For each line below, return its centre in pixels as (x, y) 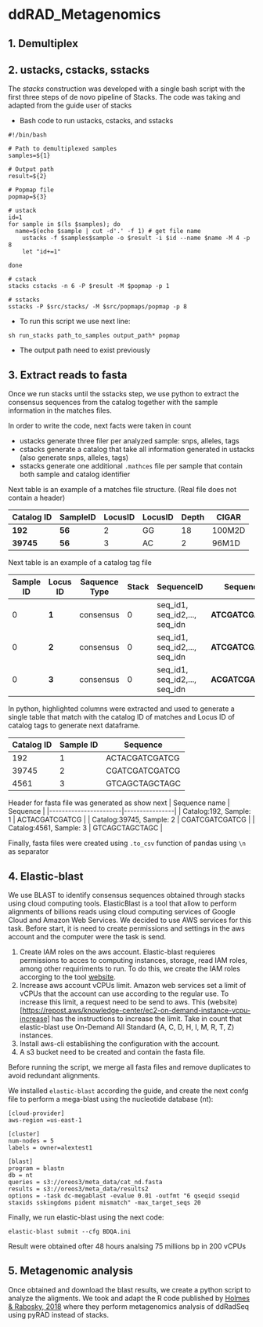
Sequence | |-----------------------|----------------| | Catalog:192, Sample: (130, 811)
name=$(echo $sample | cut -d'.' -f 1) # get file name (108, 231)
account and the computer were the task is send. (87, 937)
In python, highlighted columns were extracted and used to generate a (121, 709)
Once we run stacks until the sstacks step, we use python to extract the (124, 394)
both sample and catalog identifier (75, 474)
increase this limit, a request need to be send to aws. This (112, 1002)
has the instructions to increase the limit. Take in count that (147, 1019)
